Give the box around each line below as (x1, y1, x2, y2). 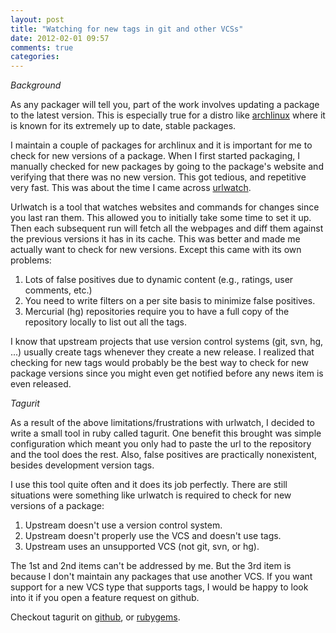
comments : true (10, 42, 74, 53)
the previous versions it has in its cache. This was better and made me (10, 233, 301, 245)
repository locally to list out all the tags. (24, 316, 188, 328)
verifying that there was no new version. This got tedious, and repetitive (10, 171, 307, 183)
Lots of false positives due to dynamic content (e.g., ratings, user (24, 274, 294, 286)
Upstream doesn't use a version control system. (24, 519, 223, 531)
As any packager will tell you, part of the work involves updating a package (10, 99, 320, 111)
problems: (10, 254, 52, 266)
